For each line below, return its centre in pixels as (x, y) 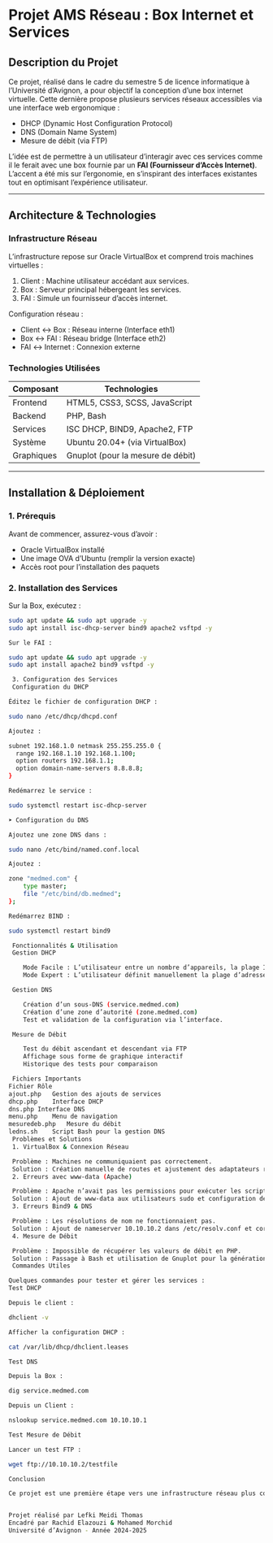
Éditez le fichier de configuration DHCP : (83, 702)
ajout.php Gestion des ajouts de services (85, 1094)
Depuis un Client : (41, 1406)
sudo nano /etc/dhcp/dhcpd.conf (63, 716)
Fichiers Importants (47, 1079)
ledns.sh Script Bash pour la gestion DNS (87, 1132)
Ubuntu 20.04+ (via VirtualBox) (126, 442)
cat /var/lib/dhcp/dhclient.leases (69, 1347)
